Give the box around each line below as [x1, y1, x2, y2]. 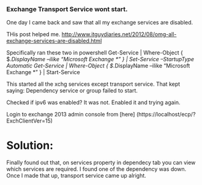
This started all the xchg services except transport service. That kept [6, 80, 181, 88]
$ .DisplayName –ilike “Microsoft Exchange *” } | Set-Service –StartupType [6, 56, 195, 63]
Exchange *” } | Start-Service [6, 69, 81, 76]
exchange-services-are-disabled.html [6, 37, 102, 45]
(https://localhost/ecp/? [136, 111, 196, 118]
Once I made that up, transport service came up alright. [6, 172, 147, 179]
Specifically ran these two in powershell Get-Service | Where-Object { [6, 49, 184, 56]
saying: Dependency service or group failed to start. [6, 87, 138, 94]
